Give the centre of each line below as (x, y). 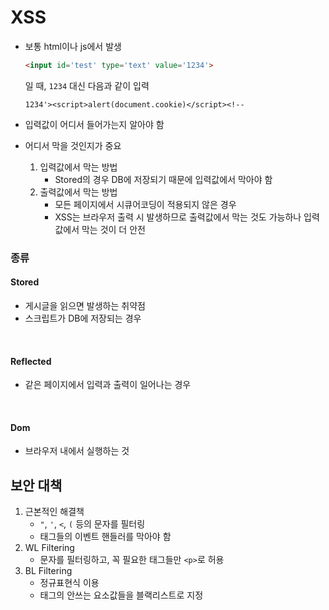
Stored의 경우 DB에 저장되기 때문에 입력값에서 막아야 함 (163, 179)
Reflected (31, 361)
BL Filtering (48, 571)
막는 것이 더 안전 (113, 229)
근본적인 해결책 (54, 512)
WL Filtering (49, 548)
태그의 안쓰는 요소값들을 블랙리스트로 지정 (121, 595)
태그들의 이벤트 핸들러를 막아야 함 (105, 537)
